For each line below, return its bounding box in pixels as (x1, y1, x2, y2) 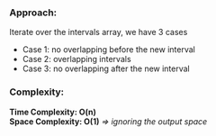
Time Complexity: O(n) (9, 106, 97, 117)
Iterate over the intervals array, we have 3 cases (9, 27, 188, 38)
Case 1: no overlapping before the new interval (22, 44, 195, 55)
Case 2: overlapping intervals (22, 54, 132, 65)
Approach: (9, 6, 58, 19)
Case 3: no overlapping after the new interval (22, 63, 191, 74)
